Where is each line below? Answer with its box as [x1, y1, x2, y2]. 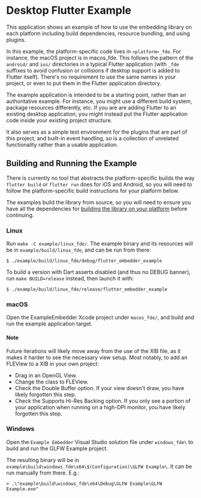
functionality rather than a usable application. [6, 141, 118, 148]
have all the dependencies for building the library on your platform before [6, 205, 188, 212]
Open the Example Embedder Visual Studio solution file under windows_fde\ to [6, 438, 194, 445]
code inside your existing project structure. [6, 116, 113, 123]
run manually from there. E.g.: [6, 469, 80, 476]
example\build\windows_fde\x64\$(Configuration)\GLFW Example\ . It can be [6, 463, 192, 470]
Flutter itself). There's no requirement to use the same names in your [6, 73, 176, 80]
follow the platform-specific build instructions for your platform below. [6, 187, 179, 194]
